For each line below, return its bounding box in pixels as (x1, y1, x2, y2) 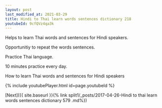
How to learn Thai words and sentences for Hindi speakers (5, 73, 125, 79)
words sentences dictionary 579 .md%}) (5, 98, 87, 104)
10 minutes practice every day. (5, 63, 68, 69)
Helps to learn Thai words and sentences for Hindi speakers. (5, 35, 128, 41)
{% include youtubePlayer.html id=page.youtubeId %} (5, 83, 115, 89)
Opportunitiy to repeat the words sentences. (5, 44, 95, 50)
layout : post (5, 7, 32, 12)
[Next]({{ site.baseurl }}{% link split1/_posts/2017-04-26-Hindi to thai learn (5, 92, 158, 98)
